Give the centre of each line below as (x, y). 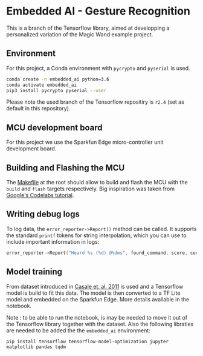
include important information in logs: (53, 241)
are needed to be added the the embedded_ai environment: (79, 330)
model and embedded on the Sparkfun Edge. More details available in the (98, 299)
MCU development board (54, 128)
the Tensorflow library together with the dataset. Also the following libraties (100, 324)
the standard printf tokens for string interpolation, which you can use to (96, 235)
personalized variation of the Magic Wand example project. (80, 34)
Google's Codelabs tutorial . (40, 195)
